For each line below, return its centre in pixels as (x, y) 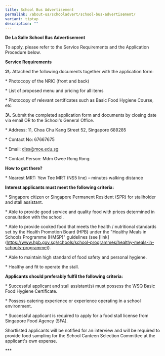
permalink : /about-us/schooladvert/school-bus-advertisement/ (70, 14)
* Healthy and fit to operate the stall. (42, 267)
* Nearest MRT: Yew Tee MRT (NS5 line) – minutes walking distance (74, 178)
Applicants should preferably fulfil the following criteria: (64, 276)
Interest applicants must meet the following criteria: (60, 187)
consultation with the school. (35, 217)
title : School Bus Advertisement (40, 10)
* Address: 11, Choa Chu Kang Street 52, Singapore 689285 (66, 130)
